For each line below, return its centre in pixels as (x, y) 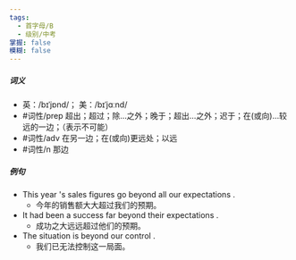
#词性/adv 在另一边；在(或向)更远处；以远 (100, 138)
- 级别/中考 (37, 34)
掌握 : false (30, 42)
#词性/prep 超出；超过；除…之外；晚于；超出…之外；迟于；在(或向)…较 (155, 116)
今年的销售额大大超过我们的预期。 (98, 205)
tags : (19, 17)
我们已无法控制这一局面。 (83, 247)
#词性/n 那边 (45, 149)
